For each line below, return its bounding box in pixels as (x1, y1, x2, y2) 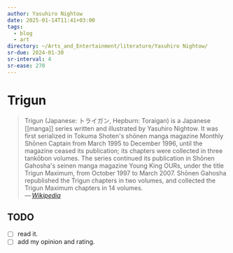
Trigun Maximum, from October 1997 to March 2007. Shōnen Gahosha (24, 168, 227, 177)
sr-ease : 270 (7, 62, 45, 69)
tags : (7, 23, 23, 30)
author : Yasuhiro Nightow (7, 10, 83, 17)
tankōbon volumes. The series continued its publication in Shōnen (24, 154, 215, 162)
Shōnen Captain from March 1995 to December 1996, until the (24, 139, 203, 147)
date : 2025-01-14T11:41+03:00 (7, 17, 96, 24)
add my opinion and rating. (17, 238, 95, 246)
